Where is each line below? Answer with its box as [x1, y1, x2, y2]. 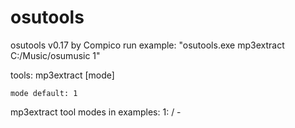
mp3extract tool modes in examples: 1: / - [10, 106, 182, 118]
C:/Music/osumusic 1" [10, 49, 101, 61]
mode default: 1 [10, 88, 78, 98]
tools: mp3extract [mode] [10, 69, 115, 81]
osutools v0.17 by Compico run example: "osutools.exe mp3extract [10, 39, 285, 51]
